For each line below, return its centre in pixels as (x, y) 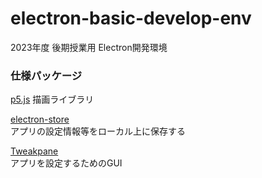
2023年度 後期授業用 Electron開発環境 (89, 47)
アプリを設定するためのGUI (66, 163)
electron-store (40, 119)
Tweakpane (34, 151)
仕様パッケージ (46, 75)
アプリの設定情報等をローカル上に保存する (98, 131)
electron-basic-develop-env (131, 18)
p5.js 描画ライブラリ (52, 99)
